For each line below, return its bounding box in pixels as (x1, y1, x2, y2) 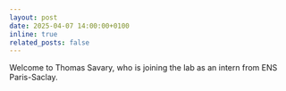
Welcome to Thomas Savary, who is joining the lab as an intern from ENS (9, 62, 278, 73)
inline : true (9, 29, 58, 38)
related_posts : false (9, 37, 90, 47)
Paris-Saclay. (9, 72, 58, 83)
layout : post (9, 12, 58, 22)
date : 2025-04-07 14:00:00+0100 (9, 21, 130, 30)
